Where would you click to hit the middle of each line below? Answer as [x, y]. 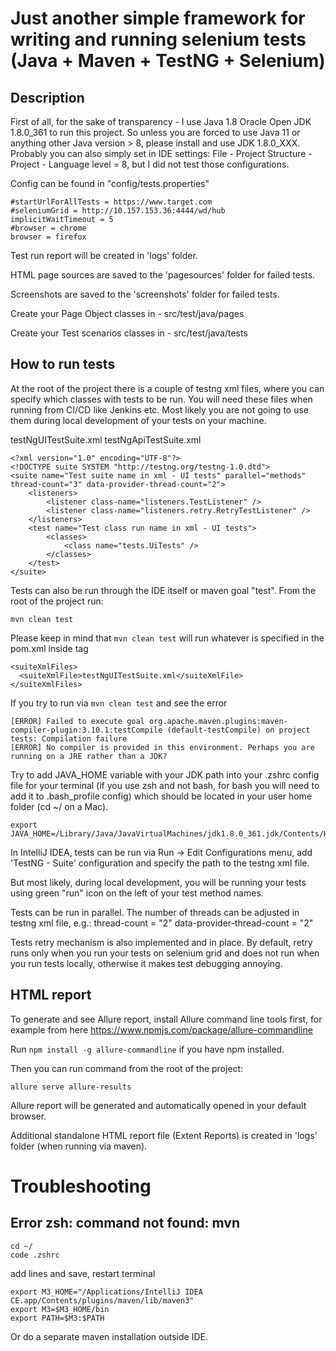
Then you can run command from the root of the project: [127, 1068]
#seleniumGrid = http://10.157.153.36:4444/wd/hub [118, 211]
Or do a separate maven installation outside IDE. [109, 1336]
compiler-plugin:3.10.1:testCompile [86, 730]
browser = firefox [48, 237]
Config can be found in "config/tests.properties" [110, 183]
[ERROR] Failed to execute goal [77, 721]
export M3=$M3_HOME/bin [60, 1309]
